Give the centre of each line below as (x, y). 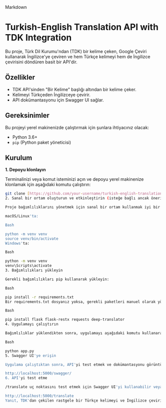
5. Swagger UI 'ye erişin (31, 356)
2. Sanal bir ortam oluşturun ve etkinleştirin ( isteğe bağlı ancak (77, 198)
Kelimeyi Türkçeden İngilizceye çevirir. (51, 95)
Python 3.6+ (25, 137)
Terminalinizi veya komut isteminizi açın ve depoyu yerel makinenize (75, 179)
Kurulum (19, 158)
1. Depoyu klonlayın (25, 170)
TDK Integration (39, 38)
